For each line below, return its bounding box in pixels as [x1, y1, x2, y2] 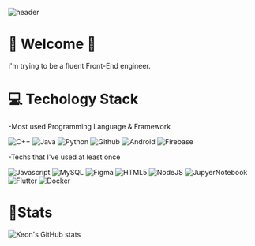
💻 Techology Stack [8, 91, 139, 108]
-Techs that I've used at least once [8, 152, 121, 162]
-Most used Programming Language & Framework [8, 121, 171, 131]
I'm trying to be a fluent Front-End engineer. [8, 61, 152, 70]
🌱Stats [8, 203, 53, 222]
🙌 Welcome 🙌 [8, 35, 96, 53]
